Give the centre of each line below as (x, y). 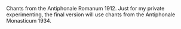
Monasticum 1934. (29, 21)
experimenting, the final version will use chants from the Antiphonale (91, 14)
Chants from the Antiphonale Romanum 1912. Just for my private (85, 8)
